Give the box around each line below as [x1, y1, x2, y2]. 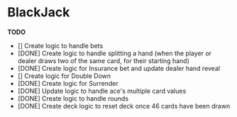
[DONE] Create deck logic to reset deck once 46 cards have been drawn [17, 101, 231, 110]
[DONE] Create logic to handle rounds [17, 94, 129, 103]
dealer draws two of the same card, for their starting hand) [17, 56, 189, 65]
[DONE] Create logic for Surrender [17, 79, 118, 87]
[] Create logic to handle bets [17, 41, 104, 50]
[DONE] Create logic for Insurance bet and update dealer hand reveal [17, 64, 221, 72]
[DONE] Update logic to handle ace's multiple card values [17, 87, 187, 95]
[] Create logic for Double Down [17, 72, 111, 80]
